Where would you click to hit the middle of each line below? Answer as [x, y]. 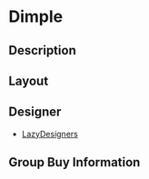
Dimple [36, 17]
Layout [29, 80]
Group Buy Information [74, 162]
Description [42, 50]
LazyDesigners [50, 134]
